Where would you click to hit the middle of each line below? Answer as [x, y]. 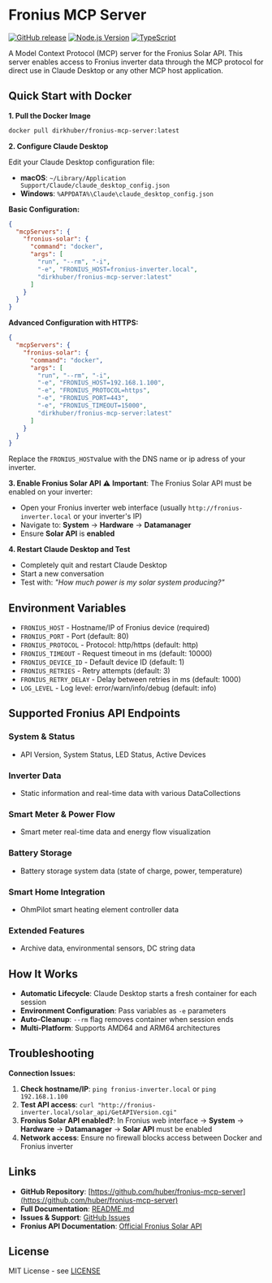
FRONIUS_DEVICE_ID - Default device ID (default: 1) [102, 662]
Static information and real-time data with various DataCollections [130, 794]
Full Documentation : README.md [77, 1208]
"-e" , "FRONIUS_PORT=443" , [83, 398]
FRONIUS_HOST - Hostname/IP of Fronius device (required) [115, 628]
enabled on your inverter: [51, 492]
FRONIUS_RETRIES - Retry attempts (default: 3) [95, 671]
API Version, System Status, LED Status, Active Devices [113, 755]
